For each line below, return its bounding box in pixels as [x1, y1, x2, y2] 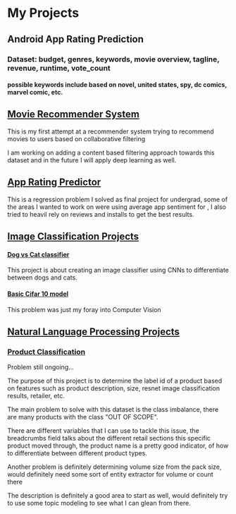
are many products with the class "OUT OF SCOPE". [7, 413, 159, 422]
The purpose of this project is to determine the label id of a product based [7, 376, 223, 385]
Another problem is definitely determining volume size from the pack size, [7, 462, 222, 471]
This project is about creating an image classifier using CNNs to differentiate [7, 266, 229, 275]
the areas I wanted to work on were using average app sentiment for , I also [7, 203, 227, 211]
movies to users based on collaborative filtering [7, 134, 146, 143]
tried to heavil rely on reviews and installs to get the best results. [7, 210, 194, 218]
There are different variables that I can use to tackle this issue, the [7, 426, 199, 435]
